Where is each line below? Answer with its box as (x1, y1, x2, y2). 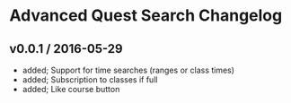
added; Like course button (22, 84, 120, 94)
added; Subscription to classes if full (22, 74, 158, 85)
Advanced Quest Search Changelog (9, 5, 283, 26)
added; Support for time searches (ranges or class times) (22, 64, 235, 75)
